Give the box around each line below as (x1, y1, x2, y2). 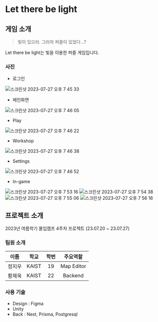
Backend (63, 272, 84, 279)
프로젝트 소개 (5, 211, 44, 220)
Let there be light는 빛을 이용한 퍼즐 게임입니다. (5, 50, 99, 56)
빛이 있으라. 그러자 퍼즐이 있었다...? (17, 39, 86, 45)
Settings (12, 158, 30, 164)
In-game (12, 179, 31, 185)
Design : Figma (12, 300, 44, 306)
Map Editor (60, 263, 86, 270)
